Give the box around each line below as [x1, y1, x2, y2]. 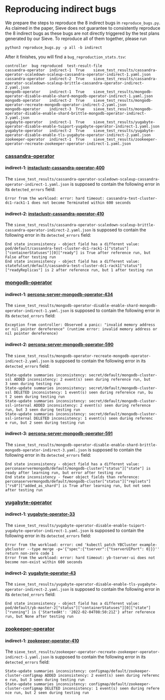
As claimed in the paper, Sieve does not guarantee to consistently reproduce [5, 25, 161, 31]
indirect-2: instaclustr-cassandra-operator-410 [5, 211, 104, 217]
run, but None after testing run [5, 614, 74, 619]
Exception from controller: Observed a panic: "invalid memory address [5, 322, 155, 327]
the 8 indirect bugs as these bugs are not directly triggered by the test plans [5, 30, 160, 36]
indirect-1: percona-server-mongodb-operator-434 [5, 291, 113, 297]
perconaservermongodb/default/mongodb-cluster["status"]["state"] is [5, 466, 151, 471]
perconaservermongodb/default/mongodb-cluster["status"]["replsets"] [5, 479, 151, 484]
